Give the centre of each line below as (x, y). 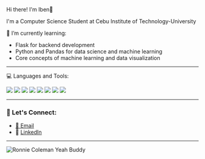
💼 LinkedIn (28, 132)
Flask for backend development (55, 45)
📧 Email (25, 126)
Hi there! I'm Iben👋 (30, 9)
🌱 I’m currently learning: (37, 33)
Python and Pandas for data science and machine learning (89, 51)
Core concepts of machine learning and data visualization (88, 58)
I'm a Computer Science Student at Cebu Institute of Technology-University (101, 21)
